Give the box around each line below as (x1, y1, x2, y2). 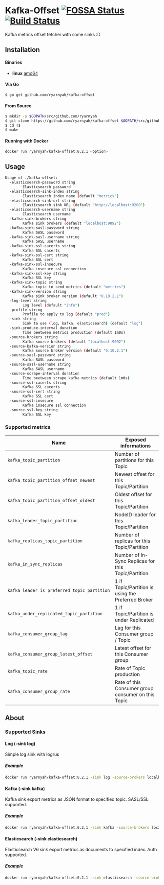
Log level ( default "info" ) (22, 303, 80, 308)
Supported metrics (5, 423, 51, 430)
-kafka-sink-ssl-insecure (9, 262, 62, 267)
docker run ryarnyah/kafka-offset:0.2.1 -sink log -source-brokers (5, 775, 145, 780)
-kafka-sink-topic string (9, 280, 62, 285)
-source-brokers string (9, 334, 58, 340)
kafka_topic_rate (7, 668, 48, 674)
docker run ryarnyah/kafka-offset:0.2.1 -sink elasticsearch (5, 875, 132, 881)
